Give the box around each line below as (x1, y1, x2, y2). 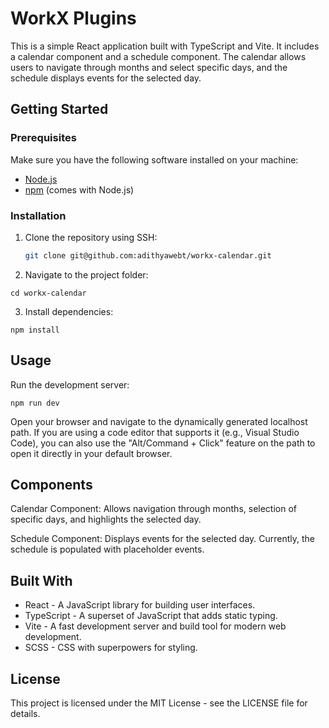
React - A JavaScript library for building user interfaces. (24, 599, 256, 611)
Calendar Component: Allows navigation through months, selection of (10, 503, 298, 515)
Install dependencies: (24, 305, 114, 317)
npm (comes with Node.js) (24, 183, 135, 196)
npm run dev (10, 398, 60, 408)
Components (10, 477, 93, 493)
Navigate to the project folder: (24, 268, 149, 281)
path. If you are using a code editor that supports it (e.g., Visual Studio (10, 426, 300, 438)
